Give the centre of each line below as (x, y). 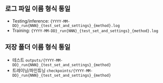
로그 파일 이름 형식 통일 (38, 9)
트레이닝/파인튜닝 (29, 70)
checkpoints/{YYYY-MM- (70, 71)
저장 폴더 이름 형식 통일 (38, 47)
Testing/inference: (31, 21)
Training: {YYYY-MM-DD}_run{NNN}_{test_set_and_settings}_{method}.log (85, 30)
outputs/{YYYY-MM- (44, 60)
